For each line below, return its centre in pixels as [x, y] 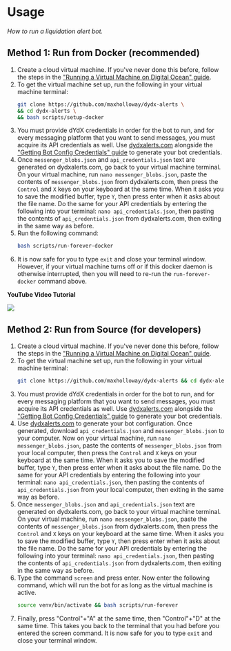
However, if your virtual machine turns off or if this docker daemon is [115, 266]
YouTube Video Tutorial [41, 295]
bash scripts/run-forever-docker [65, 246]
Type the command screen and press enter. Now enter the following [113, 578]
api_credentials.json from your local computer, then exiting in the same [120, 489]
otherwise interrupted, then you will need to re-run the [94, 274]
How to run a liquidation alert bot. [55, 31]
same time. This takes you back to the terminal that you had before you [118, 625]
